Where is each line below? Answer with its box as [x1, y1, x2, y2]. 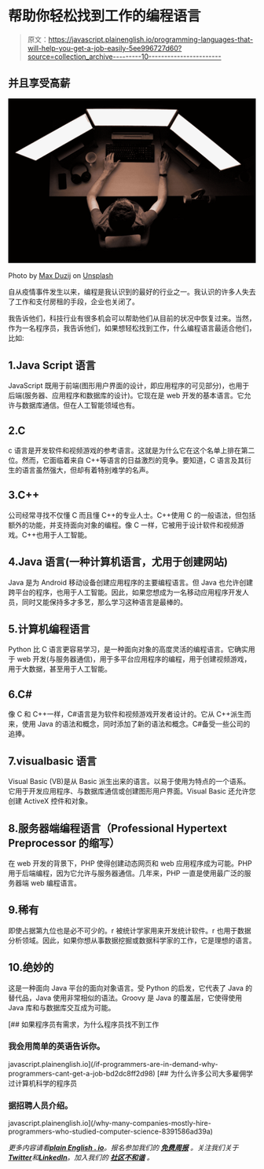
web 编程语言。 [30, 878, 81, 888]
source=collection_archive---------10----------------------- [27, 52, 222, 61]
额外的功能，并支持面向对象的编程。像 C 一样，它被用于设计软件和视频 [8, 520, 238, 530]
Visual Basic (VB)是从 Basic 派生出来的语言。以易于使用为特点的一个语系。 [8, 777, 251, 786]
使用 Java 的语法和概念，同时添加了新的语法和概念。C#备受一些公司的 [21, 720, 251, 729]
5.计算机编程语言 [8, 622, 90, 636]
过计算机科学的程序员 [8, 1078, 77, 1088]
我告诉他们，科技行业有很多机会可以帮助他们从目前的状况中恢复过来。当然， [8, 313, 256, 323]
